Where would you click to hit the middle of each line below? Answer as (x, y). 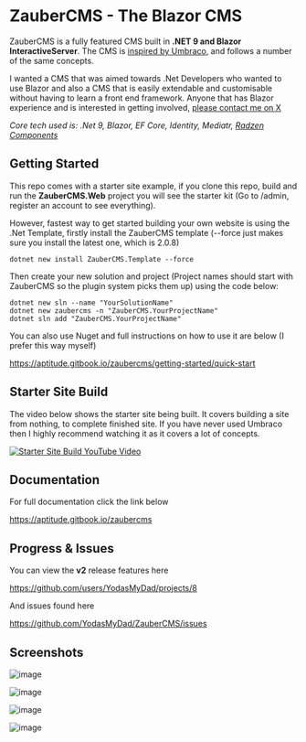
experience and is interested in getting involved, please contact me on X (145, 107)
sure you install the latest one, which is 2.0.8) (95, 242)
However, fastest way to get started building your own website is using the (150, 223)
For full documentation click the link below (89, 502)
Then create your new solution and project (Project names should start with (152, 276)
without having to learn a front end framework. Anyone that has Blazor (142, 98)
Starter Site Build (59, 392)
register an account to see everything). (83, 205)
